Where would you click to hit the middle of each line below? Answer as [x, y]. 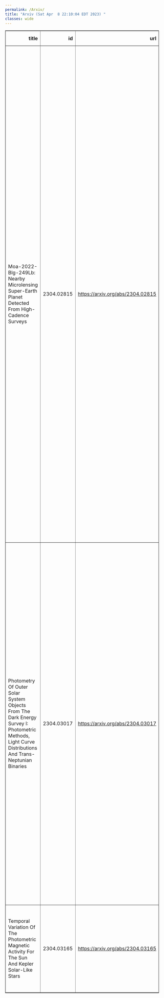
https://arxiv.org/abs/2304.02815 [117, 294]
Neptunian [20, 760]
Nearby [17, 279]
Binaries [17, 766]
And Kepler [21, 964]
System [17, 699]
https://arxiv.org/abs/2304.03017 [117, 723]
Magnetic [19, 946]
